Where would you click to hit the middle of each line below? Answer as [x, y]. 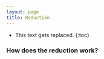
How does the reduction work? [52, 50]
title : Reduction [28, 18]
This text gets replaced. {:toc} [52, 35]
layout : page [23, 12]
